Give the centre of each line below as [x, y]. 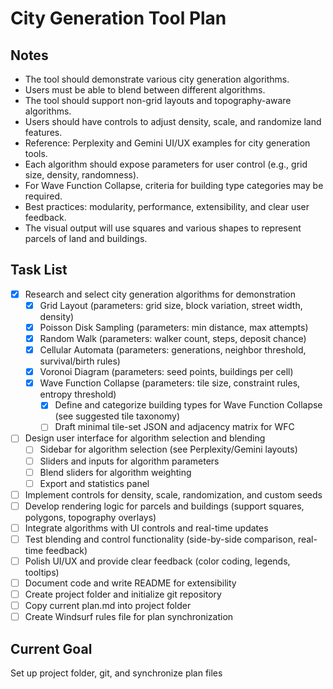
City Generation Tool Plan [118, 18]
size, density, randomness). [82, 175]
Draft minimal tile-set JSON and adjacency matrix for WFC [174, 427]
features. [43, 132]
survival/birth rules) [80, 361]
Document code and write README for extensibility [130, 583]
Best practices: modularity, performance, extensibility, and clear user [167, 206]
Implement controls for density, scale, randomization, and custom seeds [173, 494]
